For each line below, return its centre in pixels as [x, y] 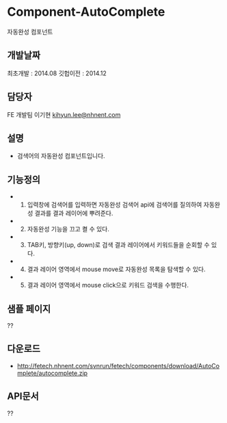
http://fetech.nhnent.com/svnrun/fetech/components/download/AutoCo [118, 366]
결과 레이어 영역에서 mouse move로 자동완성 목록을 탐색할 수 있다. [116, 269]
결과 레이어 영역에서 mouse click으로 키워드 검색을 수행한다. [108, 285]
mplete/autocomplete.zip [52, 373]
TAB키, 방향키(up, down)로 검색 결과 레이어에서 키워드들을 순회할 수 [118, 245]
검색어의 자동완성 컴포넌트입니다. [61, 156]
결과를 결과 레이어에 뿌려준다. [74, 214]
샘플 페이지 [29, 309]
